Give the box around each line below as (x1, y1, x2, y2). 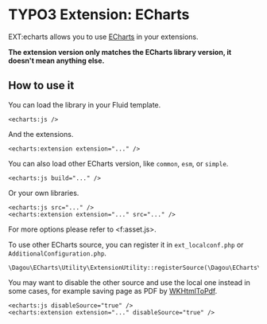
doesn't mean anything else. (8, 56, 105, 65)
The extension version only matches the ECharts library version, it (8, 47, 232, 57)
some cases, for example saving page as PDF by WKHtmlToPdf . (8, 286, 218, 295)
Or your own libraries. (8, 188, 79, 197)
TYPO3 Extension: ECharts (8, 6, 190, 24)
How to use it (8, 79, 75, 92)
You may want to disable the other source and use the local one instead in (8, 277, 250, 287)
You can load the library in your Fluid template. (8, 100, 161, 109)
